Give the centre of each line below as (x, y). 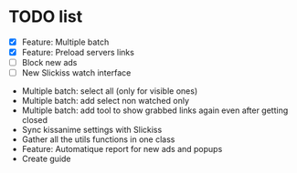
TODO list (46, 17)
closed (34, 120)
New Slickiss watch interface (76, 73)
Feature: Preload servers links (78, 52)
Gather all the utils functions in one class (98, 139)
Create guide (46, 159)
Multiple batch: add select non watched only (105, 101)
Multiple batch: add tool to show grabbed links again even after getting (155, 110)
